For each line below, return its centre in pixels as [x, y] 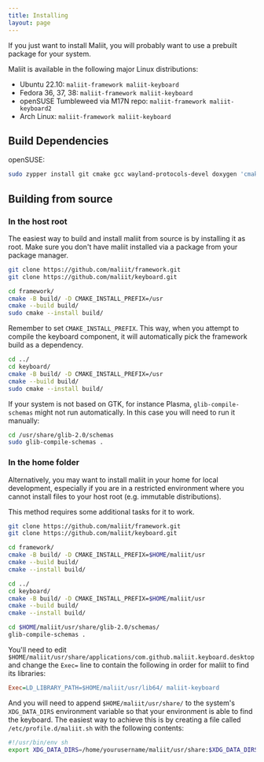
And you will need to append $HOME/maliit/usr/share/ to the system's [122, 703]
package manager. [38, 255]
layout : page [29, 23]
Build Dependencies [59, 141]
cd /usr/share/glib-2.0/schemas [61, 435]
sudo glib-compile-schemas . [56, 442]
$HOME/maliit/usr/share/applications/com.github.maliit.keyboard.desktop [132, 657]
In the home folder [44, 463]
